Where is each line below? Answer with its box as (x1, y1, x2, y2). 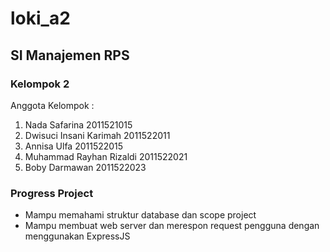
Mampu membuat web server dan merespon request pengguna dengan (24, 220, 320, 232)
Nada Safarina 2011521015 (24, 118, 133, 131)
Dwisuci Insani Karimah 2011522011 (24, 129, 171, 141)
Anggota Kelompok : (10, 99, 95, 111)
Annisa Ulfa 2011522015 (24, 140, 124, 152)
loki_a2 (10, 7, 71, 30)
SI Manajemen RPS (10, 47, 130, 64)
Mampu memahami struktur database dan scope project (24, 209, 257, 221)
